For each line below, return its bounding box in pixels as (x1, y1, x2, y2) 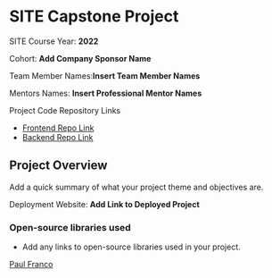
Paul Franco (9, 259, 54, 270)
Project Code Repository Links (9, 105, 121, 115)
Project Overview (9, 158, 108, 173)
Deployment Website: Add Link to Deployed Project (9, 198, 201, 209)
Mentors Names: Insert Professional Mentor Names (9, 88, 202, 98)
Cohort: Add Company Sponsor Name (9, 53, 152, 63)
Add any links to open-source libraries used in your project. (21, 241, 241, 252)
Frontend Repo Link (21, 122, 95, 133)
